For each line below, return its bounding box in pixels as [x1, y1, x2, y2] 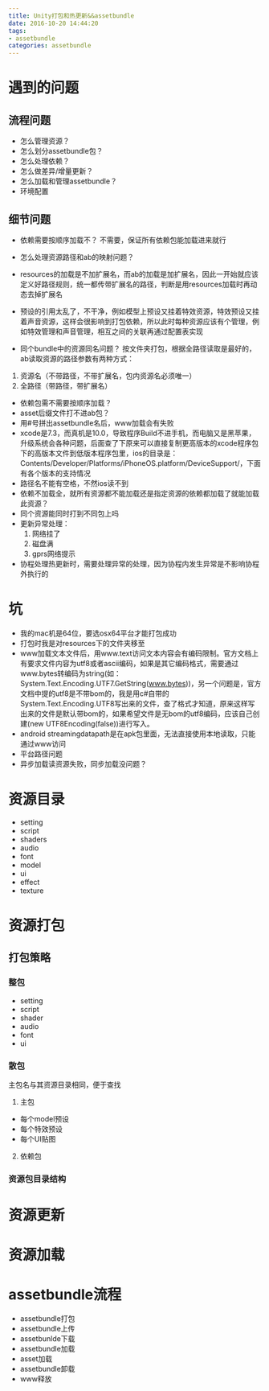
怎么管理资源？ [19, 136, 70, 146]
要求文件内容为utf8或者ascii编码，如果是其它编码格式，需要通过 [26, 658, 239, 668]
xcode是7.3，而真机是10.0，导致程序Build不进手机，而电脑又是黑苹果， [19, 428, 256, 438]
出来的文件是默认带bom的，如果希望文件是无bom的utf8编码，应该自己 [19, 709, 253, 718]
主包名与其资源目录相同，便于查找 [8, 1080, 121, 1089]
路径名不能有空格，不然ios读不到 [19, 478, 128, 488]
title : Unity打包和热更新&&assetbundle [8, 11, 135, 20]
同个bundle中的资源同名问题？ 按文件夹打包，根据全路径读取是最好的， [19, 344, 256, 353]
